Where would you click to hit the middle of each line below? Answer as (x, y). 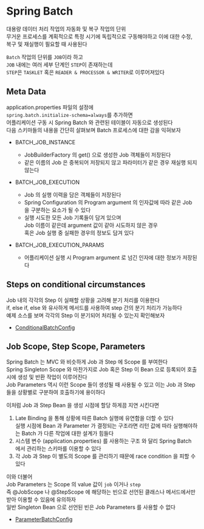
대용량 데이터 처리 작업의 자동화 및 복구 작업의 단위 (66, 29)
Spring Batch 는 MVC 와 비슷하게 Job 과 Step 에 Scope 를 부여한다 (87, 362)
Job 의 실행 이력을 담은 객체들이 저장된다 (73, 194)
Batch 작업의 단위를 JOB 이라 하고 (45, 57)
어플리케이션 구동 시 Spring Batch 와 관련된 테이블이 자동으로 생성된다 (90, 122)
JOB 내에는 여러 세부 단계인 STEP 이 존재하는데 (59, 65)
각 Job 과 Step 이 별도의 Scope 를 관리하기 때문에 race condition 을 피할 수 (105, 456)
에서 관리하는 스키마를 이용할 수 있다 (58, 449)
